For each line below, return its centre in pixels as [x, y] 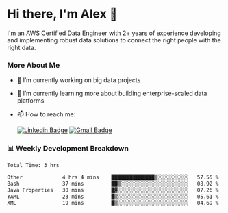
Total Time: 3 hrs [33, 165]
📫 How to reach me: [46, 114]
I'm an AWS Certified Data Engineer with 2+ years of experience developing [114, 33]
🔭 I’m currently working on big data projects [79, 80]
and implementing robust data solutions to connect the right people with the [114, 40]
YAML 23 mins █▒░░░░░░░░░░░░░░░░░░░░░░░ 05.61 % [113, 197]
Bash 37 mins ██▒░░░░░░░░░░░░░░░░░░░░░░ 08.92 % [113, 184]
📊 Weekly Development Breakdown [68, 149]
